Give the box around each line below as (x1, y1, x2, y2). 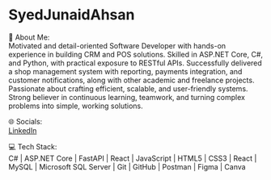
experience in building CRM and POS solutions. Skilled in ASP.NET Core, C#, (8, 49, 264, 59)
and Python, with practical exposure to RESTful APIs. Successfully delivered (8, 58, 263, 68)
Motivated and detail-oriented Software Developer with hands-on (8, 40, 227, 50)
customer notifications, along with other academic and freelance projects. (8, 75, 255, 85)
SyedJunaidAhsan (8, 6, 135, 24)
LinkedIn (8, 125, 37, 135)
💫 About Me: (8, 32, 50, 42)
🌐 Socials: (8, 116, 43, 126)
